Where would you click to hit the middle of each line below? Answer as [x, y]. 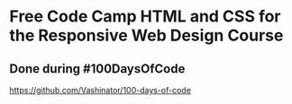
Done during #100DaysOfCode [97, 69]
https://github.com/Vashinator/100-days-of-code [100, 90]
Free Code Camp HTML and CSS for [145, 17]
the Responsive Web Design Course [146, 35]
